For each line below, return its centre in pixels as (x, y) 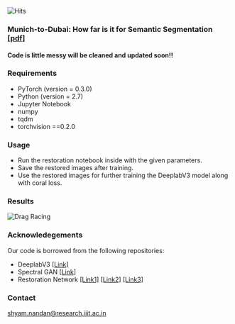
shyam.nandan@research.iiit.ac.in (57, 313)
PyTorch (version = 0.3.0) (55, 89)
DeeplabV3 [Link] (43, 264)
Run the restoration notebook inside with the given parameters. (110, 160)
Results (21, 201)
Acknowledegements (45, 235)
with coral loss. (40, 183)
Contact (22, 298)
